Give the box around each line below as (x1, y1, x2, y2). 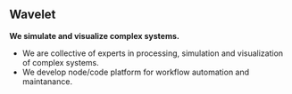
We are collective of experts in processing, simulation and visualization (21, 48, 284, 59)
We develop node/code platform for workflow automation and (21, 67, 250, 77)
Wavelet (9, 7, 56, 22)
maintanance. (21, 75, 73, 87)
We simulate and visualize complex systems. (9, 30, 180, 41)
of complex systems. (21, 57, 100, 67)
